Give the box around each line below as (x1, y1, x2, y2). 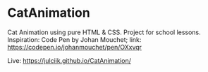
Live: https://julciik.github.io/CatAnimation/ (7, 56, 132, 64)
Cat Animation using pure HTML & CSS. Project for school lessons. (7, 28, 201, 36)
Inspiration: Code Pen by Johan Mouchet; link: (7, 35, 142, 43)
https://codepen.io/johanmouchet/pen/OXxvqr (7, 43, 142, 51)
